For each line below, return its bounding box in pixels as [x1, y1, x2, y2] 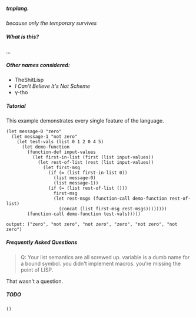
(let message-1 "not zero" [11, 133, 78, 140]
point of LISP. [20, 266, 54, 273]
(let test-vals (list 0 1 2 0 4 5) [16, 138, 104, 144]
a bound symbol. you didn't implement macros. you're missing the [20, 260, 181, 267]
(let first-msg [43, 164, 81, 170]
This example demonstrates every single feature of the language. [6, 117, 164, 124]
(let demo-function [21, 144, 69, 150]
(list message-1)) [53, 180, 99, 186]
